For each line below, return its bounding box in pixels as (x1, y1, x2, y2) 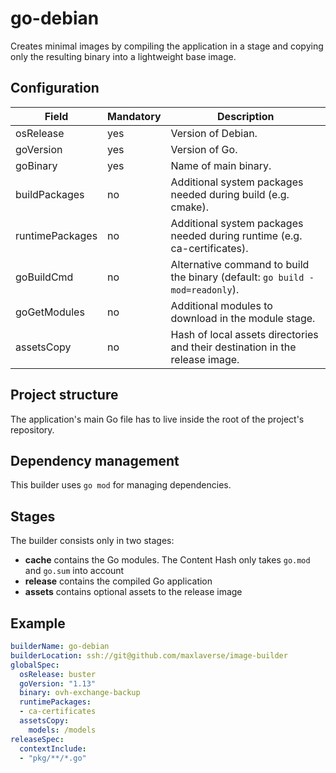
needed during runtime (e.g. (170, 228, 303, 242)
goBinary (15, 158, 58, 172)
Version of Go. (170, 142, 238, 156)
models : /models (28, 725, 97, 735)
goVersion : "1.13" (19, 678, 97, 689)
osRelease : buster (19, 669, 97, 679)
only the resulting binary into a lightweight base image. (10, 50, 237, 62)
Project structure (10, 387, 119, 404)
